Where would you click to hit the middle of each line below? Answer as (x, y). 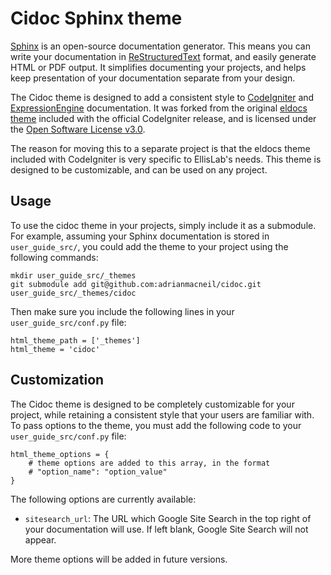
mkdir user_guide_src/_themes (73, 275)
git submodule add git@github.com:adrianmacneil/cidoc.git (136, 284)
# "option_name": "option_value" (98, 472)
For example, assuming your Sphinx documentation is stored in (140, 236)
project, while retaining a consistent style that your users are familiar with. (162, 414)
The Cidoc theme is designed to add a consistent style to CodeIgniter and (162, 97)
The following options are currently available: (103, 499)
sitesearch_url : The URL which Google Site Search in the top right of (168, 518)
